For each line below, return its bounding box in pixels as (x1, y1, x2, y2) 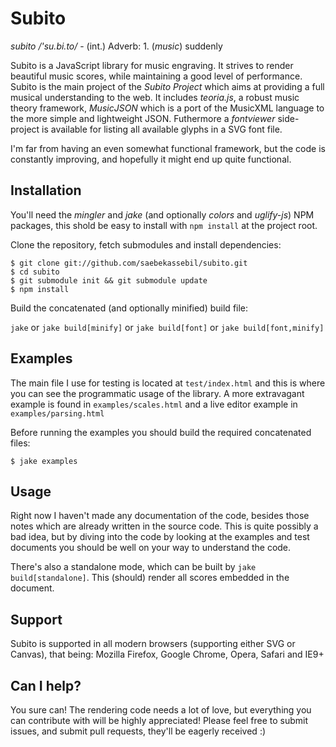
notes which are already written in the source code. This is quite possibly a (10, 520, 319, 532)
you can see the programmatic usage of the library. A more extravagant (10, 387, 305, 399)
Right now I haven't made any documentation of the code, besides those (10, 510, 310, 522)
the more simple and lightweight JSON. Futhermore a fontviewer (10, 112, 276, 124)
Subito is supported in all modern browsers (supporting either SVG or (10, 638, 296, 650)
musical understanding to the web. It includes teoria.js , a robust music (10, 91, 300, 103)
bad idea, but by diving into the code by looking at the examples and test (10, 531, 310, 543)
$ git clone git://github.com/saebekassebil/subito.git (10, 258, 248, 268)
